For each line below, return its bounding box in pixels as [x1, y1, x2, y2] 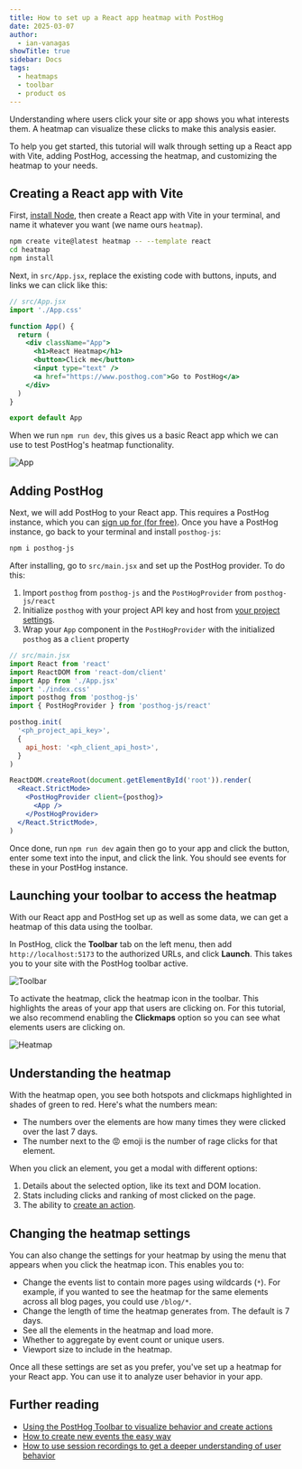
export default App [9, 414, 83, 423]
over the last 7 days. [22, 1126, 98, 1138]
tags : [9, 64, 30, 73]
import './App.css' [9, 305, 83, 314]
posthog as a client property [22, 634, 130, 644]
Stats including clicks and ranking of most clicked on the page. [22, 1190, 256, 1201]
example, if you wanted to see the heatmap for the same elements [22, 1286, 269, 1297]
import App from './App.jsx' [9, 676, 119, 685]
